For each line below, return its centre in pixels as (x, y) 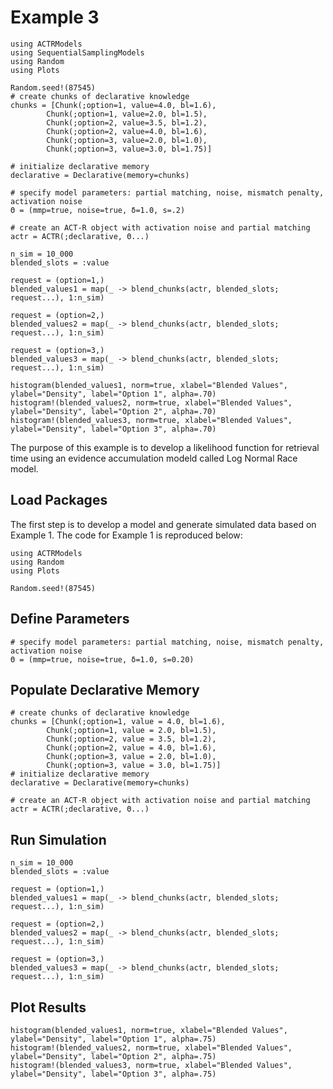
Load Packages (59, 500)
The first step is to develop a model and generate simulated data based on (163, 524)
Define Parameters (70, 619)
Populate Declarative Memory (105, 689)
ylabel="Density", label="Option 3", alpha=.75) (113, 1074)
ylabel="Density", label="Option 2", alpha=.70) (113, 411)
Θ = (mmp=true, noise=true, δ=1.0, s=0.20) (102, 659)
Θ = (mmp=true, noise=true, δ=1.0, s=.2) (98, 210)
